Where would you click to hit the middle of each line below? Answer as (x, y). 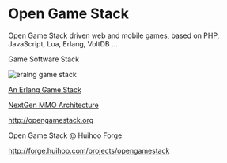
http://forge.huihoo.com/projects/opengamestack (89, 150)
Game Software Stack (44, 59)
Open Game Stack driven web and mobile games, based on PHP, (114, 35)
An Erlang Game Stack (45, 89)
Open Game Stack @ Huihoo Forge (65, 135)
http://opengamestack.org (51, 120)
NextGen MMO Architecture (53, 105)
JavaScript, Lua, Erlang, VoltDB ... (63, 43)
